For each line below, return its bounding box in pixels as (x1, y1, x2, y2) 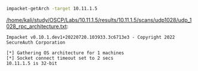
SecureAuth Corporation (6, 39, 66, 45)
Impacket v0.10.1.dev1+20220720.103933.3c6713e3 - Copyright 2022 (6, 34, 175, 40)
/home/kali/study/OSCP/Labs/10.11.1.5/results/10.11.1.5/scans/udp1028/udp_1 (6, 16, 192, 23)
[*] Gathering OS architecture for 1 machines (6, 50, 124, 56)
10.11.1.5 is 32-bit (6, 60, 58, 66)
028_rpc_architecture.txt (6, 23, 67, 30)
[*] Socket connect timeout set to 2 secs (6, 55, 114, 61)
